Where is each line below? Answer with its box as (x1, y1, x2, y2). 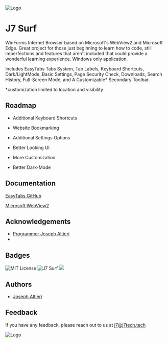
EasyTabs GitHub (5, 192, 42, 199)
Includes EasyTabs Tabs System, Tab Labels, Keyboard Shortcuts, (5, 65, 145, 71)
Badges (5, 251, 30, 260)
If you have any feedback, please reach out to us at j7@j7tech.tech (5, 322, 146, 328)
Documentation (5, 179, 56, 188)
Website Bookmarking (12, 125, 60, 131)
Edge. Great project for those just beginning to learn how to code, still (5, 45, 152, 51)
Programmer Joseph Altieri (12, 231, 70, 237)
